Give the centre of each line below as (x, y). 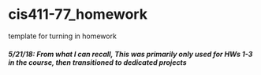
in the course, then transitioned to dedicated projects (97, 62)
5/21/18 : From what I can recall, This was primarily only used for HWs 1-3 (130, 54)
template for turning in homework (62, 36)
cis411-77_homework (78, 14)
